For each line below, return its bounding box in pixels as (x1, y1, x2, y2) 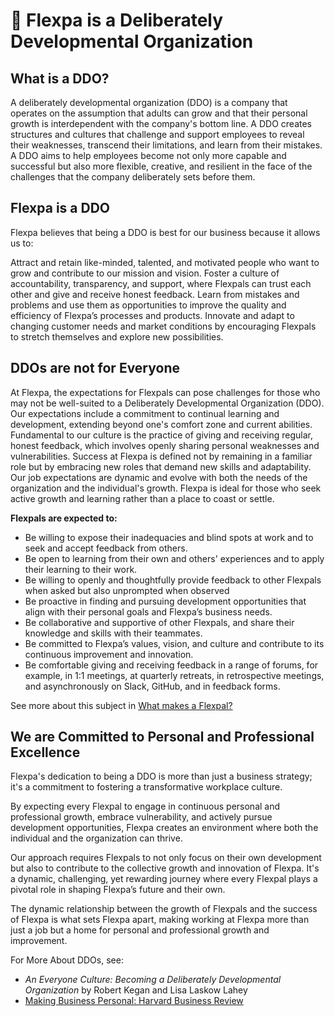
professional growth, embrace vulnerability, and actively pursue (10, 811, 273, 823)
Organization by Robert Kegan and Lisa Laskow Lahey (24, 984, 248, 996)
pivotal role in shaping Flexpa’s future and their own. (10, 884, 226, 896)
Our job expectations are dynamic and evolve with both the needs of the (10, 471, 308, 483)
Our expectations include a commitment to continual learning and (10, 407, 280, 419)
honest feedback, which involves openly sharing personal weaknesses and (10, 439, 320, 451)
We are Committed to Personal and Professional (10, 729, 315, 746)
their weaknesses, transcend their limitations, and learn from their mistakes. (10, 139, 323, 151)
